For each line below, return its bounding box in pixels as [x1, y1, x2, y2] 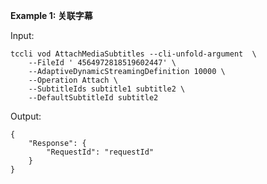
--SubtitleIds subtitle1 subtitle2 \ [28, 84, 186, 94]
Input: [10, 30, 35, 41]
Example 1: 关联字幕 [10, 10, 93, 21]
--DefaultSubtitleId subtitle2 [28, 93, 159, 103]
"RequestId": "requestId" [46, 147, 155, 157]
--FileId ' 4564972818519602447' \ [28, 58, 177, 68]
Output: [10, 110, 42, 122]
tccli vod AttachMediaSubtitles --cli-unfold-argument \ [10, 49, 257, 59]
